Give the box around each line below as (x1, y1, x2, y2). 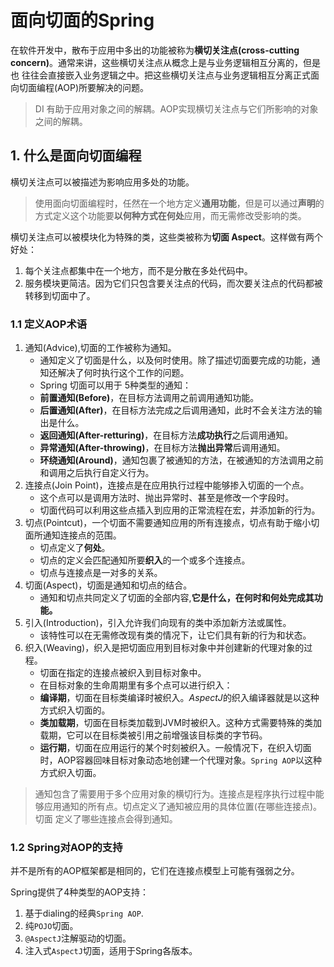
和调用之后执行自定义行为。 (39, 467, 155, 479)
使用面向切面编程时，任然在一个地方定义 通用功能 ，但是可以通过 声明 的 (34, 197, 325, 209)
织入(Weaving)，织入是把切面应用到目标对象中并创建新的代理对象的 (24, 642, 305, 654)
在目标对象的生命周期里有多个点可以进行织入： (39, 679, 233, 691)
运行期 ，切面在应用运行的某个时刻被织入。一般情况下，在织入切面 (39, 742, 312, 754)
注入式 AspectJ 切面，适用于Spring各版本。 (24, 945, 198, 957)
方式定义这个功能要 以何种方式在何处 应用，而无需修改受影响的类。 (34, 209, 307, 221)
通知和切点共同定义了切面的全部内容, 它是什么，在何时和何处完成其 (39, 592, 315, 604)
